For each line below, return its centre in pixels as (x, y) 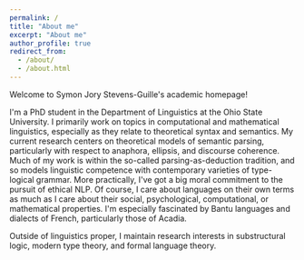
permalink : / (34, 18)
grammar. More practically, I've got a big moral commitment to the (159, 179)
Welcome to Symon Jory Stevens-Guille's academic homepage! (128, 94)
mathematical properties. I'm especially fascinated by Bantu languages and (150, 208)
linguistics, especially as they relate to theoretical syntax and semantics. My (151, 131)
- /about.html (44, 69)
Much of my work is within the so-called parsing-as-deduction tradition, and (152, 160)
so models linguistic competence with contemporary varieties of (130, 170)
